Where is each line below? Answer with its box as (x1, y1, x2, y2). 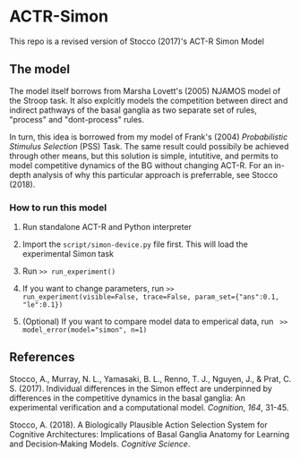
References (9, 350, 75, 365)
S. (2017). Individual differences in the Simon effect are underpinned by (9, 383, 273, 394)
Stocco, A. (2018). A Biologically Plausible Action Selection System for (9, 419, 268, 430)
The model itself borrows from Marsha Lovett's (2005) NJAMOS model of (9, 85, 281, 96)
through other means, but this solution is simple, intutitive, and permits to (9, 150, 279, 161)
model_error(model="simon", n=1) (21, 326, 148, 335)
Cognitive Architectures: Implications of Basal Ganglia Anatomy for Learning (9, 428, 290, 439)
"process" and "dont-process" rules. (9, 114, 145, 124)
